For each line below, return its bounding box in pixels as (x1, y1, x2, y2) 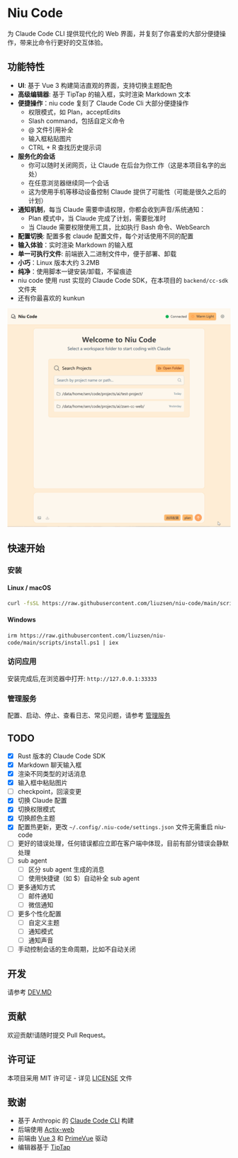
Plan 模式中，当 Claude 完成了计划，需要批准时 (28, 214, 166, 223)
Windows (7, 615, 36, 624)
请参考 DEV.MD (7, 988, 52, 996)
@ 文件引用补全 (28, 125, 74, 134)
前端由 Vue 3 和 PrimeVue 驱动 (17, 1134, 108, 1142)
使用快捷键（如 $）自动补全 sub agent (28, 874, 140, 882)
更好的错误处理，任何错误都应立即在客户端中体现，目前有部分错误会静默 (17, 839, 229, 848)
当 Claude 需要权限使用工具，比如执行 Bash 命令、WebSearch (28, 223, 210, 231)
